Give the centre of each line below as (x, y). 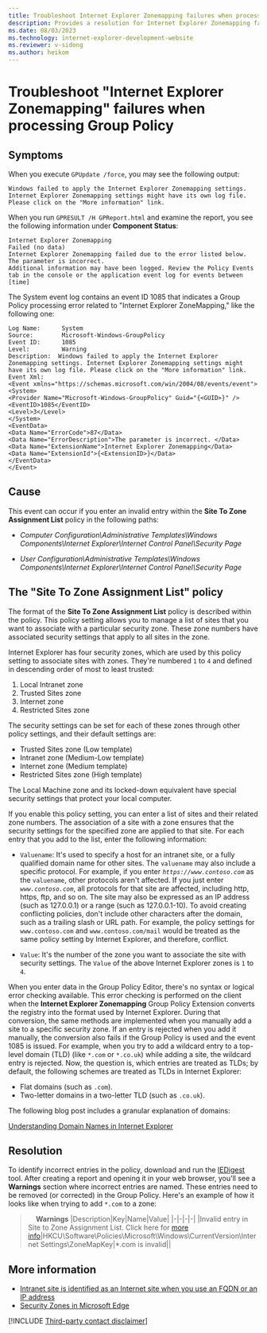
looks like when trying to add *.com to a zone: (83, 1204)
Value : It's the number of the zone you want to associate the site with (133, 954)
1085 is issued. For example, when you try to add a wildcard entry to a (123, 1046)
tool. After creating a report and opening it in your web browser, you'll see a (132, 1179)
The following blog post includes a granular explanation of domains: (119, 1110)
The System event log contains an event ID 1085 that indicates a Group (124, 297)
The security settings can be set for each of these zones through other (124, 725)
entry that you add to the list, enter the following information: (108, 839)
